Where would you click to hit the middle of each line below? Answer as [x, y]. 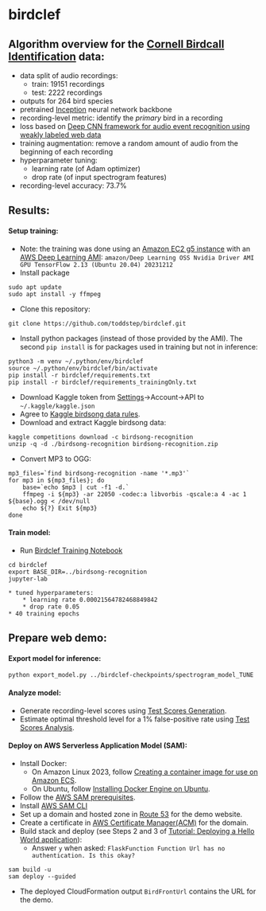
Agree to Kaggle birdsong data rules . [80, 414]
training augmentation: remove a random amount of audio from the [129, 143]
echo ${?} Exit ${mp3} [60, 508]
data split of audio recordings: [69, 76]
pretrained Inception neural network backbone [96, 109]
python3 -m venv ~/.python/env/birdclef [76, 361]
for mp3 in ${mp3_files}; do [56, 480]
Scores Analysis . [47, 727]
